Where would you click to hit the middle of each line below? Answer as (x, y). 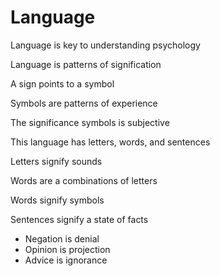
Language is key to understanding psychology (105, 45)
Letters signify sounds (56, 161)
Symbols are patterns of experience (84, 103)
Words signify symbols (57, 200)
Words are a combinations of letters (84, 180)
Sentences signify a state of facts (79, 219)
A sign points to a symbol (62, 83)
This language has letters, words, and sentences (110, 142)
